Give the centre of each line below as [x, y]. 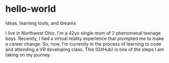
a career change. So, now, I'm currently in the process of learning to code [83, 44]
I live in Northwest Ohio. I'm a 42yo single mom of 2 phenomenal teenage [83, 33]
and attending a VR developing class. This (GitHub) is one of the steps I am [85, 49]
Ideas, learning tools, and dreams [41, 23]
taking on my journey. [28, 55]
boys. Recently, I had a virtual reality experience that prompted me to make [85, 38]
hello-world [31, 9]
